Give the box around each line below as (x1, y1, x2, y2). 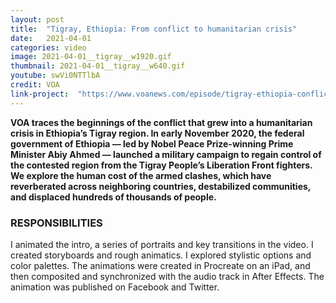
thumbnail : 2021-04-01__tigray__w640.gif (10, 61, 186, 71)
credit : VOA (10, 80, 60, 90)
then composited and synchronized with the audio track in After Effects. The (10, 270, 325, 282)
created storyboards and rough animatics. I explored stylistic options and (10, 249, 312, 261)
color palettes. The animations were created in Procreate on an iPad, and (10, 259, 311, 271)
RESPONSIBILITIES (10, 216, 103, 230)
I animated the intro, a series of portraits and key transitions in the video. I (10, 238, 314, 250)
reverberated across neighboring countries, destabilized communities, (10, 180, 312, 192)
